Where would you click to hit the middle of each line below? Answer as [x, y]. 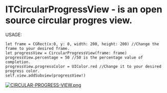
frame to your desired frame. [38, 48]
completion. [18, 62]
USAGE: [14, 34]
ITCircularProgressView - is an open [84, 10]
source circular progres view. [69, 20]
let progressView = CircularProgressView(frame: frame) [66, 53]
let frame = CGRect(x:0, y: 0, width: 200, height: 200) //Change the [82, 44]
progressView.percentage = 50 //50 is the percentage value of [74, 58]
